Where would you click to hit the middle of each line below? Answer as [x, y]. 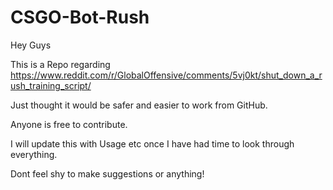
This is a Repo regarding [60, 64]
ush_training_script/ [51, 85]
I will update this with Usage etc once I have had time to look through [152, 143]
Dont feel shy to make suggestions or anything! [107, 173]
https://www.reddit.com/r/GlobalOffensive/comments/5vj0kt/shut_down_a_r [166, 75]
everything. [34, 154]
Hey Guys [31, 45]
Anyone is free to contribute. [69, 124]
